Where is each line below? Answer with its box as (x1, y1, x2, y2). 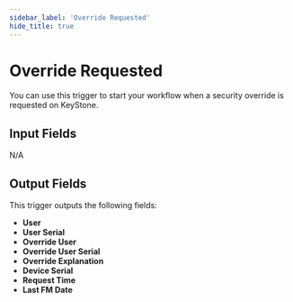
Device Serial (22, 265, 74, 276)
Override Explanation (22, 256, 104, 267)
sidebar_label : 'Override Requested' (9, 13, 151, 23)
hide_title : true (9, 22, 75, 31)
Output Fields (9, 176, 87, 191)
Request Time (22, 275, 76, 286)
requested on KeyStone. (9, 100, 99, 111)
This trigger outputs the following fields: (9, 200, 157, 211)
